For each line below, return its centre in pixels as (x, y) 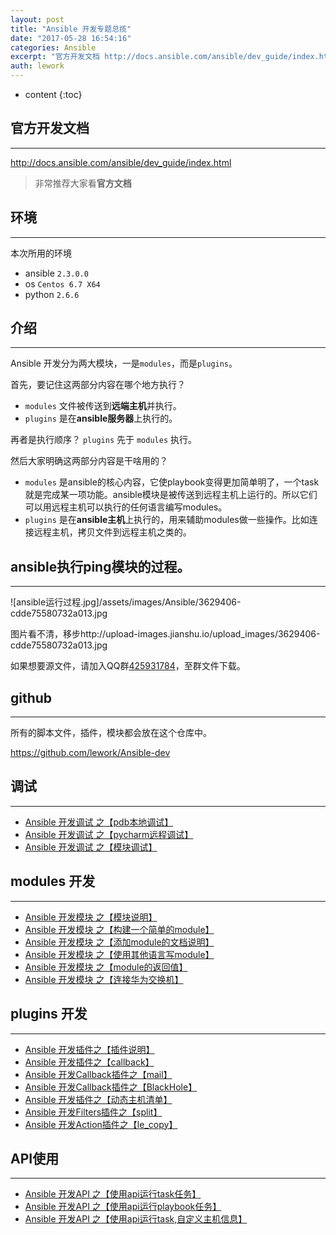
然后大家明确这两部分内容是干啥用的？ (89, 461)
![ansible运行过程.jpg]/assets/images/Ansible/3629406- (126, 602)
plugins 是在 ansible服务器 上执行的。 (101, 418)
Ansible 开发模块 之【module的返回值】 (106, 967)
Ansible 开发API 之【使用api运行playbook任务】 (123, 1207)
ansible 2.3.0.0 (56, 273)
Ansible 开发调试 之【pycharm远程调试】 (109, 834)
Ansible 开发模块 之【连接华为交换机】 (104, 979)
